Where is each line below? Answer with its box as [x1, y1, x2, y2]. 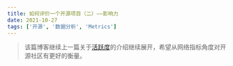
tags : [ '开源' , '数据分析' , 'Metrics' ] [7, 23, 117, 30]
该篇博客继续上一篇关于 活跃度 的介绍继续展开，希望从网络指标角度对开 [24, 43, 227, 51]
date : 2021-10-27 [7, 17, 58, 24]
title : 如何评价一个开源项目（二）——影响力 [7, 10, 119, 17]
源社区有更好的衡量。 [24, 51, 86, 60]
